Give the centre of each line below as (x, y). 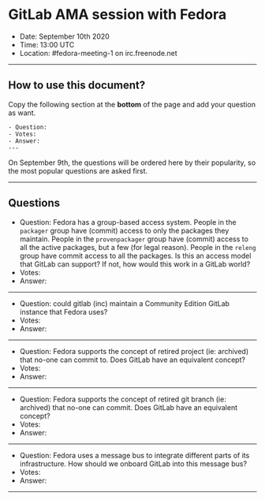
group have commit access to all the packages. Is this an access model (135, 256)
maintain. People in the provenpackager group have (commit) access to (134, 239)
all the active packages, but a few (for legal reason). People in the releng (138, 247)
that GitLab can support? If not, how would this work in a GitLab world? (135, 264)
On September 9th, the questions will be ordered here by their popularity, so (132, 162)
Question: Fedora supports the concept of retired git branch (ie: (123, 399)
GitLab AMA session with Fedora (118, 15)
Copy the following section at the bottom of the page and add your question (132, 104)
